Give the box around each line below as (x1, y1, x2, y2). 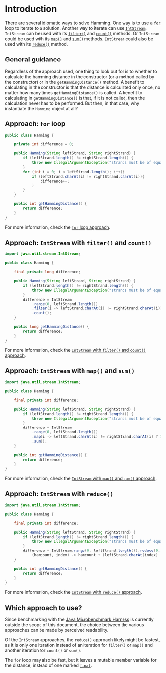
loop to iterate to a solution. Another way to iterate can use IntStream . (5, 25, 147, 31)
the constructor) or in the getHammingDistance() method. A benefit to (5, 79, 145, 85)
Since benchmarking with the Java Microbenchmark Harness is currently (5, 616, 154, 623)
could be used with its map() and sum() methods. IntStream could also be (5, 36, 153, 42)
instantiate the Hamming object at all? (5, 105, 78, 111)
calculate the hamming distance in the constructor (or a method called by (5, 73, 155, 80)
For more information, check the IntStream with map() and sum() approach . (5, 475, 157, 482)
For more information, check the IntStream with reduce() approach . (5, 589, 142, 595)
